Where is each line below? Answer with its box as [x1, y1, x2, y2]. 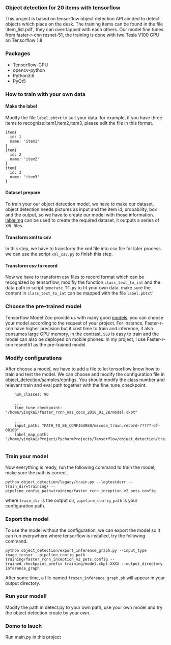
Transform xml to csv [5, 234, 51, 240]
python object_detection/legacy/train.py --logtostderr [5, 479, 126, 485]
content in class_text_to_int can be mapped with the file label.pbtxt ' [5, 290, 154, 297]
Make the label [5, 103, 37, 110]
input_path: [14, 423, 40, 428]
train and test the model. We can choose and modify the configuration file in [5, 371, 165, 377]
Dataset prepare [5, 190, 41, 196]
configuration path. [5, 503, 46, 509]
